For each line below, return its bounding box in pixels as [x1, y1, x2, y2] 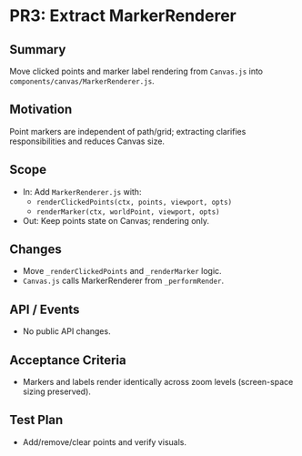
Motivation [9, 102, 73, 117]
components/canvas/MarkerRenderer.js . [9, 76, 155, 86]
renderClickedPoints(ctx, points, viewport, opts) [35, 198, 233, 207]
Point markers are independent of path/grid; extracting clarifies [9, 126, 247, 137]
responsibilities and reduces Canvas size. [9, 136, 166, 147]
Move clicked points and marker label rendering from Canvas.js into [9, 66, 264, 76]
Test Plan [9, 412, 64, 428]
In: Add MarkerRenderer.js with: [22, 186, 142, 197]
